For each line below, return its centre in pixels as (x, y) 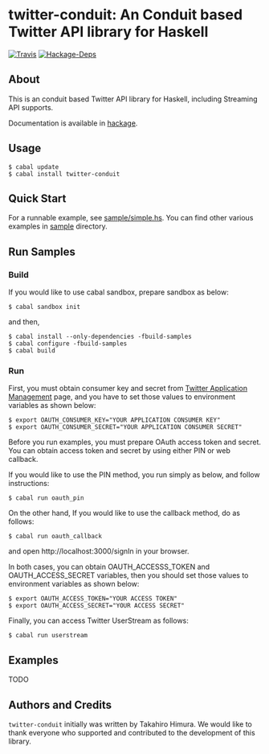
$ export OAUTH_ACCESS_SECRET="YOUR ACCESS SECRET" (96, 606)
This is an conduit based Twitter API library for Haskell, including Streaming (133, 99)
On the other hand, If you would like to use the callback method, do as (124, 513)
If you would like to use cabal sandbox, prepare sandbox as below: (118, 292)
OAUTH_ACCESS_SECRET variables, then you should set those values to (128, 575)
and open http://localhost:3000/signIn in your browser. (99, 551)
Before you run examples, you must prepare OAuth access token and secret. (135, 442)
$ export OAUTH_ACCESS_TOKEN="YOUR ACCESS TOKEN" (93, 599)
